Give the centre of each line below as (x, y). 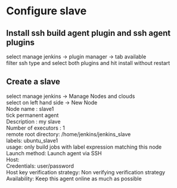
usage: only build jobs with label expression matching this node (84, 147)
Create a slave (33, 82)
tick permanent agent (32, 115)
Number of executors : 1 (36, 128)
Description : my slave (33, 121)
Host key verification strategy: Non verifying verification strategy (86, 172)
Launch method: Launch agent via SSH (54, 153)
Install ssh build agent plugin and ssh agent (88, 33)
